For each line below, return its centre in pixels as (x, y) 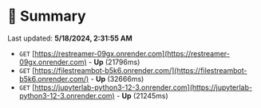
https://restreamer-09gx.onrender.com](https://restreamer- (132, 53)
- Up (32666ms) (117, 79)
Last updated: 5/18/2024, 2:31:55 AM (70, 38)
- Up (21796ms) (114, 62)
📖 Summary (47, 16)
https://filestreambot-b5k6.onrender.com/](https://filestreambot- (141, 70)
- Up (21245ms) (142, 95)
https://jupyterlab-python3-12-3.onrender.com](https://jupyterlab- (144, 87)
